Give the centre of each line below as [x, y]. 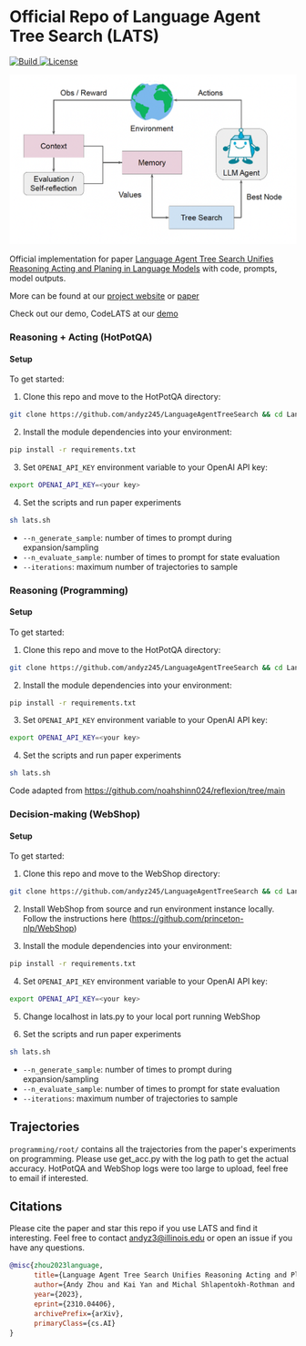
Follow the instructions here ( [77, 919]
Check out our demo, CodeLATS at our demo [94, 313]
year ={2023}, [58, 1295]
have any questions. [47, 1248]
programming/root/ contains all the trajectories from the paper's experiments [153, 1148]
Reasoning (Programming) [69, 590]
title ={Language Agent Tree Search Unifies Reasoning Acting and [160, 1275]
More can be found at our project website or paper [105, 296]
